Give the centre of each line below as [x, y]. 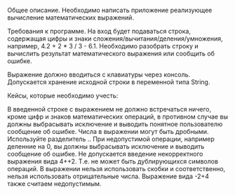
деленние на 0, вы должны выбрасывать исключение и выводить [106, 146]
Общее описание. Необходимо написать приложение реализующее [110, 10]
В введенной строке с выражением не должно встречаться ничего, [109, 109]
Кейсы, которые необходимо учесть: [63, 95]
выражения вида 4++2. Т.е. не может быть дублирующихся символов [113, 161]
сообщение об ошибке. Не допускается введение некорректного [105, 154]
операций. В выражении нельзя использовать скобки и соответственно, [116, 169]
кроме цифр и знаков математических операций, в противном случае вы [117, 116]
